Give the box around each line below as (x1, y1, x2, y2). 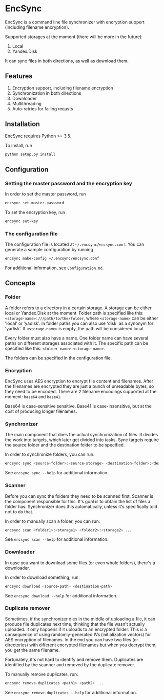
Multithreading (12, 101, 42, 106)
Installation (5, 120, 40, 128)
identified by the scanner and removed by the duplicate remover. (5, 661, 136, 667)
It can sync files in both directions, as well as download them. (5, 58, 129, 64)
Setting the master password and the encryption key (5, 180, 133, 187)
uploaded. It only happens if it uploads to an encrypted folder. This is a (5, 626, 147, 632)
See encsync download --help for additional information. (5, 593, 118, 598)
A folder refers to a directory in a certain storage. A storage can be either (5, 305, 152, 311)
